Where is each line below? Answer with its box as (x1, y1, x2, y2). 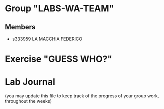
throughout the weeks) (5, 98, 52, 104)
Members (5, 23, 36, 31)
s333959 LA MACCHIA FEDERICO (12, 36, 83, 42)
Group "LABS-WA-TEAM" (5, 3, 114, 14)
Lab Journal (5, 76, 56, 88)
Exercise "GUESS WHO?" (5, 53, 113, 65)
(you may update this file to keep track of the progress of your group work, (5, 93, 159, 99)
